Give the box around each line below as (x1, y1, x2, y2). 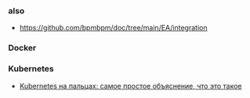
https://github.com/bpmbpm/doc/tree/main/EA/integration (19, 23, 208, 33)
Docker (8, 43, 37, 54)
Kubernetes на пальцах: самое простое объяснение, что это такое (19, 81, 242, 90)
